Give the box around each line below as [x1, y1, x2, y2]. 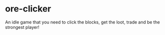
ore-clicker [5, 3, 52, 14]
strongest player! [5, 24, 40, 30]
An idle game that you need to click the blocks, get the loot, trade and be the [5, 19, 160, 25]
